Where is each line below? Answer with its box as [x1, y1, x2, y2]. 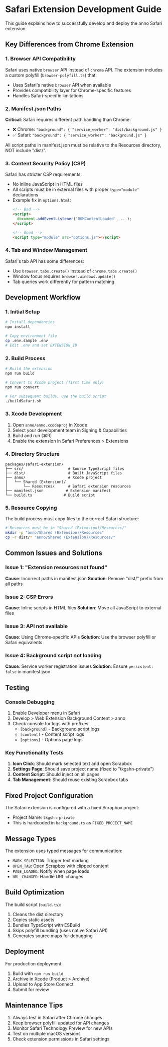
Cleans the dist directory [12, 911, 64, 917]
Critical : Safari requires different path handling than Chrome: [5, 116, 131, 122]
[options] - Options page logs [20, 737, 83, 743]
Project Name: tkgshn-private [12, 814, 75, 820]
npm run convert [5, 384, 39, 390]
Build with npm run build [12, 970, 64, 976]
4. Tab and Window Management [5, 247, 88, 254]
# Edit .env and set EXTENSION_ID [5, 342, 78, 348]
